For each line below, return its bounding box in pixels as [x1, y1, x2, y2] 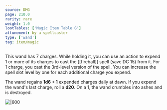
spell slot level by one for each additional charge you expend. [5, 69, 131, 75]
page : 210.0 [5, 12, 30, 17]
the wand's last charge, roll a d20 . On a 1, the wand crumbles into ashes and [5, 84, 163, 90]
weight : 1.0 [5, 21, 30, 26]
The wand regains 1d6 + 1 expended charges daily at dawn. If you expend [5, 79, 157, 85]
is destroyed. [5, 89, 32, 95]
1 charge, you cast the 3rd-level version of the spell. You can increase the [5, 64, 157, 70]
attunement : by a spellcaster [5, 30, 68, 35]
